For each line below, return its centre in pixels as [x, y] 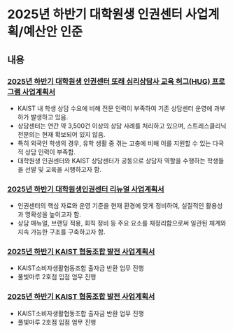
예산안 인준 [53, 32]
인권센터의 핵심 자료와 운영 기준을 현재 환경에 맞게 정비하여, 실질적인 [111, 206]
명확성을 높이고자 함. [53, 214]
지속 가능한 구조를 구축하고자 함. [61, 232]
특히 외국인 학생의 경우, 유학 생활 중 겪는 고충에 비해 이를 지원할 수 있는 [114, 143]
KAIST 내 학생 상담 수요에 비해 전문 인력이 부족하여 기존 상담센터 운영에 [115, 108]
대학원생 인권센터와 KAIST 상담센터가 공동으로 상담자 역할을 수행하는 [111, 161]
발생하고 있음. [49, 117]
